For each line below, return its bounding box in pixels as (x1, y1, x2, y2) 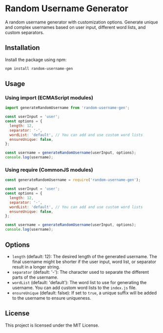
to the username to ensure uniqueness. (12, 295, 91, 301)
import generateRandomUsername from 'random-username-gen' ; (5, 106, 130, 111)
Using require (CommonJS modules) (5, 166, 94, 173)
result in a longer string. (12, 264, 60, 269)
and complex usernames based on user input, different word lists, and (5, 24, 146, 30)
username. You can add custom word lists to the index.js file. (12, 285, 137, 290)
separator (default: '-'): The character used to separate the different (12, 269, 149, 275)
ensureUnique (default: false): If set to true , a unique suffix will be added (12, 289, 157, 296)
